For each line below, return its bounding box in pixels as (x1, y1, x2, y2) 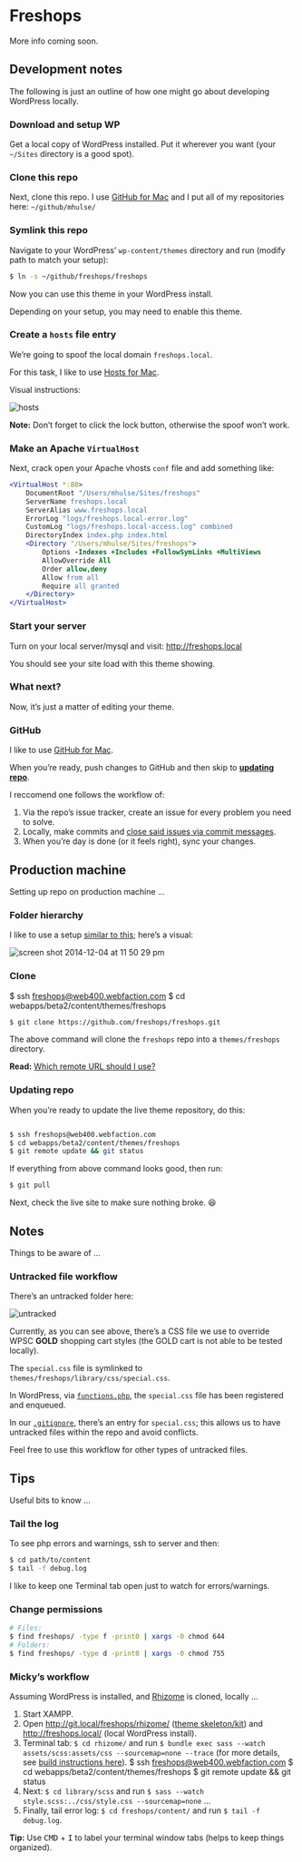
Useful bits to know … (9, 1494, 91, 1506)
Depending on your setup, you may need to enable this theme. (9, 306, 243, 317)
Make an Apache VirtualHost (9, 442, 140, 455)
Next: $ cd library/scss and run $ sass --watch (22, 1786, 204, 1797)
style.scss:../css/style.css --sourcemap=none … (22, 1796, 211, 1807)
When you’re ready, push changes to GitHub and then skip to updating (9, 762, 275, 773)
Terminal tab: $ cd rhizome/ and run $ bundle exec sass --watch (22, 1738, 266, 1749)
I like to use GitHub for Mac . (9, 745, 114, 756)
